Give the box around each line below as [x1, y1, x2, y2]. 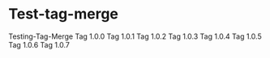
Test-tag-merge [8, 5, 119, 23]
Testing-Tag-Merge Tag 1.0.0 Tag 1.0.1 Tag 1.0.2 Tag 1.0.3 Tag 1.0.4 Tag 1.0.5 [8, 31, 262, 41]
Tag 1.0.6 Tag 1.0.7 [8, 39, 71, 49]
